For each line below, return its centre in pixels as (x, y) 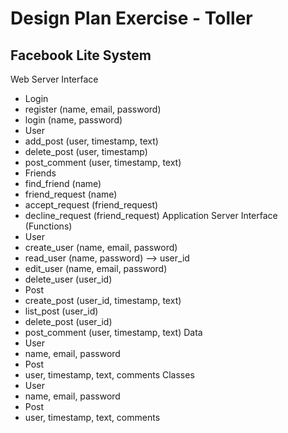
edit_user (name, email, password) (96, 268)
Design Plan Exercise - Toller (131, 18)
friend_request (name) (71, 194)
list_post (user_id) (61, 311)
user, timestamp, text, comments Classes (109, 375)
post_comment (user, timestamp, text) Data (113, 332)
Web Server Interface (54, 79)
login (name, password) (73, 120)
